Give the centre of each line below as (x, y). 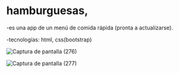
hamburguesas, (47, 11)
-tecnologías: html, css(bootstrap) (49, 39)
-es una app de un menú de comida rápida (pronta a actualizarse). (90, 28)
